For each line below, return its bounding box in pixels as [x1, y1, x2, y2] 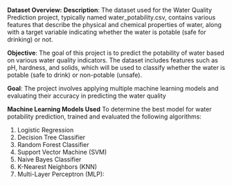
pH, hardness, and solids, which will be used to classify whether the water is [7, 64, 226, 71]
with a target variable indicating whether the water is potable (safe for [7, 28, 206, 36]
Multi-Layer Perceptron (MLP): [17, 170, 105, 178]
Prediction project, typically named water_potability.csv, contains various [7, 13, 216, 21]
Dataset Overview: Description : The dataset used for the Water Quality [7, 6, 213, 14]
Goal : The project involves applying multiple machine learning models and [7, 85, 219, 92]
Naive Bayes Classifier [17, 155, 82, 164]
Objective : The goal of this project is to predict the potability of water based [7, 49, 225, 57]
